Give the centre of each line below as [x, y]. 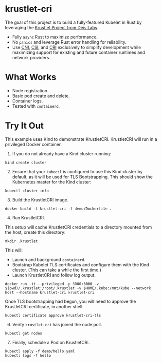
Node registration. [30, 90]
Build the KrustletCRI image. [40, 199]
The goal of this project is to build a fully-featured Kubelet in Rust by [73, 22]
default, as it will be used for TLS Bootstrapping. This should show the [82, 177]
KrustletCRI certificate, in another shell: [44, 306]
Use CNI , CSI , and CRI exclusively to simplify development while [76, 47]
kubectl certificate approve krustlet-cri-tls [53, 315]
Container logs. [27, 101]
